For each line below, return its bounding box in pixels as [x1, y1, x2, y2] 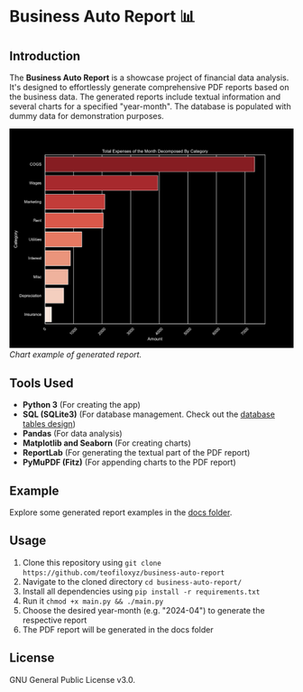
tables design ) [22, 419, 77, 429]
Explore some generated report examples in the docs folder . [9, 506, 233, 518]
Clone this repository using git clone [22, 557, 162, 567]
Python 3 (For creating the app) [22, 400, 142, 411]
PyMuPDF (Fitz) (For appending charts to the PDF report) [22, 457, 236, 468]
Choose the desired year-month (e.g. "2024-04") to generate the [22, 604, 265, 615]
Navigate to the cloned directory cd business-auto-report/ [22, 576, 242, 586]
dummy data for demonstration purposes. [9, 111, 164, 121]
